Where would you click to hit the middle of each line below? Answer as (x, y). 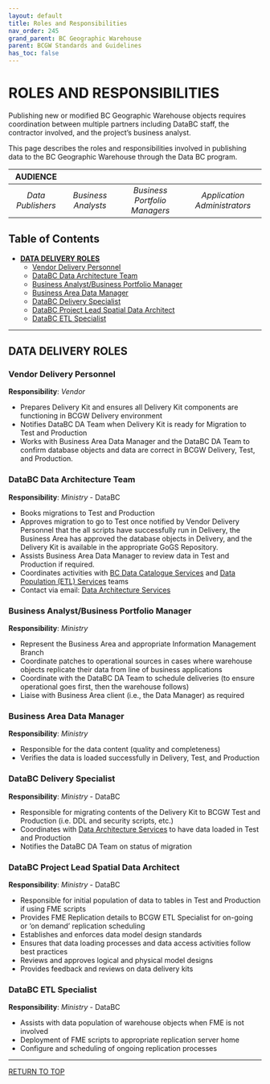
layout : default (35, 16)
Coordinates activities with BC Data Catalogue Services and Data (127, 572)
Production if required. (57, 564)
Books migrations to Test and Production (87, 513)
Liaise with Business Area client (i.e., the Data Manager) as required (132, 696)
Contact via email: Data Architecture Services (95, 590)
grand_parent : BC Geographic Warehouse (75, 38)
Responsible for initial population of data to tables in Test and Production (140, 900)
